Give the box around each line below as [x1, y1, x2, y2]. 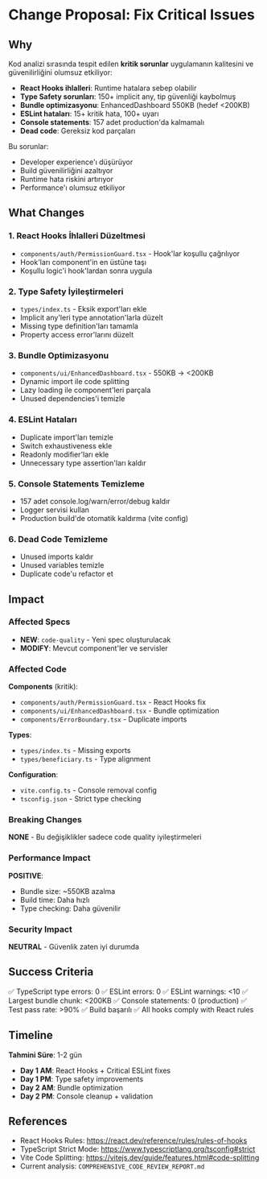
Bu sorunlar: [8, 142, 49, 151]
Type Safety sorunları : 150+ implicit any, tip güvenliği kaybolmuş [19, 92, 236, 101]
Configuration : [8, 770, 59, 780]
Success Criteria [8, 965, 94, 979]
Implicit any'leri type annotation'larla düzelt [19, 312, 163, 322]
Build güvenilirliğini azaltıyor [19, 166, 113, 175]
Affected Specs [8, 616, 71, 627]
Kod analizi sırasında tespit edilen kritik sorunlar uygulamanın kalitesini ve [8, 59, 254, 68]
